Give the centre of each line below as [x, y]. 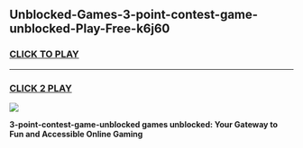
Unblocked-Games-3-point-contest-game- [134, 15]
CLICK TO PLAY [44, 55]
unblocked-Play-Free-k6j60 [90, 29]
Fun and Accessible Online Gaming [76, 134]
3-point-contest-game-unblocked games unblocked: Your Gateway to [143, 124]
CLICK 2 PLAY [41, 88]
